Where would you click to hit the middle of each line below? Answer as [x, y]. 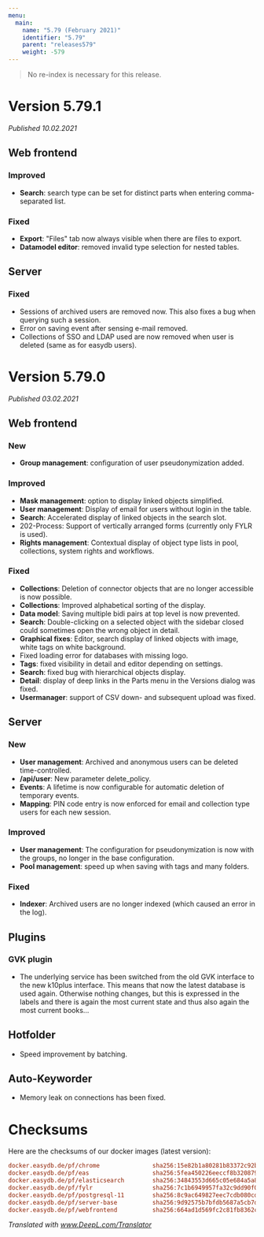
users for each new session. [65, 812]
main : [24, 23]
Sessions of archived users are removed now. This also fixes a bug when [137, 311]
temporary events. [49, 795]
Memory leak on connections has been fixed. [93, 1097]
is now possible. [46, 597]
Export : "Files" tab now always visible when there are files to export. [130, 238]
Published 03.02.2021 [43, 398]
